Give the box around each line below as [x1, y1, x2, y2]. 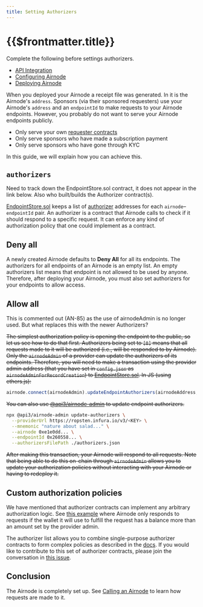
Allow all [6, 299, 39, 309]
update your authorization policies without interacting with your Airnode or [6, 464, 192, 471]
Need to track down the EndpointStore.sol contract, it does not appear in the [6, 185, 196, 192]
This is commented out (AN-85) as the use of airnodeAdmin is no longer [6, 315, 186, 322]
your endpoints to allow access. [6, 281, 86, 288]
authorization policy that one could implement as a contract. [6, 222, 156, 229]
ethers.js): [6, 378, 31, 385]
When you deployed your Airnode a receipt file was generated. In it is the [6, 91, 188, 98]
